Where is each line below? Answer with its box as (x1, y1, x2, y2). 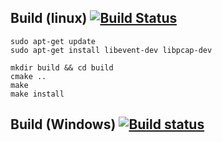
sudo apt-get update (10, 36, 97, 46)
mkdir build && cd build (10, 62, 114, 73)
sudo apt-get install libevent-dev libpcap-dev (10, 45, 213, 55)
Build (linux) (10, 10, 88, 27)
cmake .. (10, 71, 47, 81)
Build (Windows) (10, 116, 117, 133)
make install (10, 89, 65, 99)
